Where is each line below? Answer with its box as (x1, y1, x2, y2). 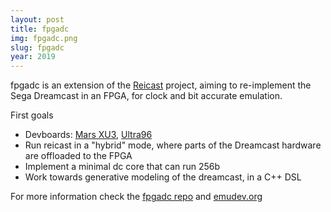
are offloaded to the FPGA (24, 150, 133, 162)
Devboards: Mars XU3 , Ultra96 (24, 129, 153, 141)
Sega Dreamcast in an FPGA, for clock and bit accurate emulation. (10, 90, 283, 102)
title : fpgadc (10, 24, 70, 34)
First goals (10, 109, 54, 121)
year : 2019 (10, 52, 56, 62)
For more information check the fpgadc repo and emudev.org (10, 191, 263, 203)
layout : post (10, 14, 65, 25)
